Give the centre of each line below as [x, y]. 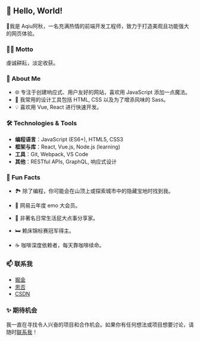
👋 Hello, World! [35, 11]
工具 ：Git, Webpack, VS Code [51, 154]
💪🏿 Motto [20, 49]
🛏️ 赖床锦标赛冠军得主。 [44, 231]
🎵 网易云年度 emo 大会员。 [48, 205]
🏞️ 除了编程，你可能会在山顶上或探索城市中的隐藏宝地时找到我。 [94, 191]
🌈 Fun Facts [23, 177]
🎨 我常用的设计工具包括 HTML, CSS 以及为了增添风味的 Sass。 [92, 100]
